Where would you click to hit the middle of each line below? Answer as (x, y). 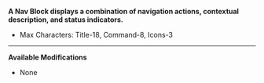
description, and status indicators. (66, 20)
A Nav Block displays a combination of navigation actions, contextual (124, 11)
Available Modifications (48, 57)
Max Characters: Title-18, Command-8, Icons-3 (96, 35)
